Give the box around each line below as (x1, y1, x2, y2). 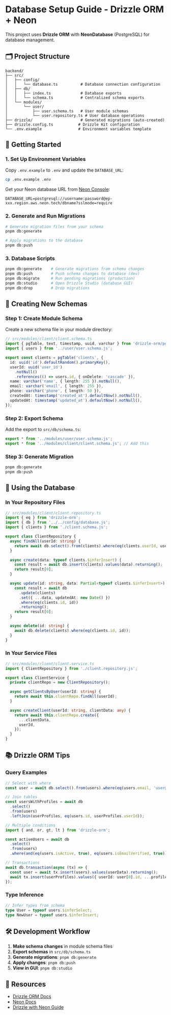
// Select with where (5, 781, 51, 786)
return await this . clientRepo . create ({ (14, 713, 99, 718)
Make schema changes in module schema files (12, 943, 113, 950)
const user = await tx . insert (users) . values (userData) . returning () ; (10, 869, 158, 875)
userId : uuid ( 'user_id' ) (10, 364, 63, 370)
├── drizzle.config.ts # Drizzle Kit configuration (5, 122, 140, 127)
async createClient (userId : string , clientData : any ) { (10, 707, 131, 713)
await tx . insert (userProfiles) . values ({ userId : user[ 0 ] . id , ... (10, 875, 152, 880)
